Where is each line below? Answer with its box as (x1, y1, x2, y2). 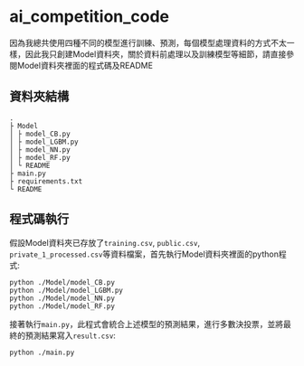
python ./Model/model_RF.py (9, 301, 116, 311)
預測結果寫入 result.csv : (24, 330, 116, 341)
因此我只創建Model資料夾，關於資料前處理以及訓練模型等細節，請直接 (24, 48, 287, 60)
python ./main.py (9, 348, 75, 357)
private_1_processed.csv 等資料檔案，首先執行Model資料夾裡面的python (9, 249, 279, 259)
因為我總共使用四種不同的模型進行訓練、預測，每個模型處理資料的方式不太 (9, 37, 287, 48)
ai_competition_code (9, 6, 170, 27)
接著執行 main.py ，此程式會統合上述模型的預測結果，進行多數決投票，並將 (9, 318, 284, 329)
